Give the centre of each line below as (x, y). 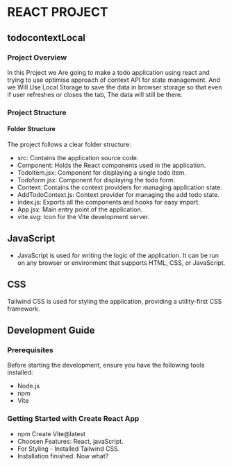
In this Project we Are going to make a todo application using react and (108, 72)
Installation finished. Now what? (63, 456)
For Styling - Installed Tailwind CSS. (68, 449)
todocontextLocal (46, 38)
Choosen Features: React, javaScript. (70, 441)
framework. (24, 309)
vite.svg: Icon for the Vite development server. (83, 217)
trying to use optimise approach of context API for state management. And (114, 80)
